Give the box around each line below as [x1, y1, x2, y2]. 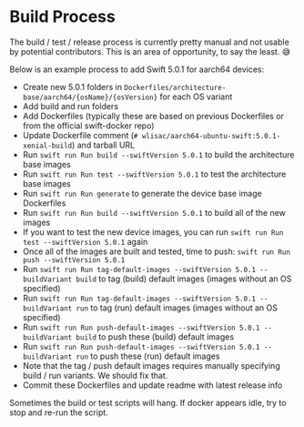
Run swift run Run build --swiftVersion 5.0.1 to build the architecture [22, 148, 295, 160]
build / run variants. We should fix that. [22, 370, 168, 381]
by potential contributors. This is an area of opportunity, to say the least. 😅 [9, 46, 291, 56]
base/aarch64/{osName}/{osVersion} [22, 93, 158, 102]
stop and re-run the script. [9, 407, 109, 418]
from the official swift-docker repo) [22, 120, 155, 131]
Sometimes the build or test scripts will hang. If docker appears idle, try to [9, 397, 287, 408]
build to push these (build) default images [76, 330, 235, 342]
